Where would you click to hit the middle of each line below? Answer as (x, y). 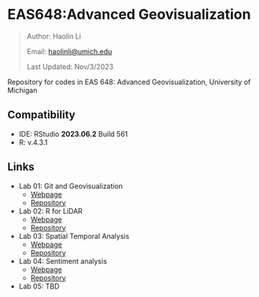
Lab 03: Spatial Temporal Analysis (74, 236)
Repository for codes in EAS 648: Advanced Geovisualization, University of (129, 82)
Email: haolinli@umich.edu (69, 51)
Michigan (22, 90)
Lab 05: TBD (39, 286)
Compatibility (41, 115)
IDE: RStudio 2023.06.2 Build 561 (73, 134)
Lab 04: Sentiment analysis (63, 261)
